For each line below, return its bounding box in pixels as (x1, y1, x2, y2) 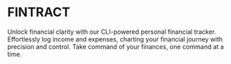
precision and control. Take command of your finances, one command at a (7, 42, 225, 51)
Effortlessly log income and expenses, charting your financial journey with (7, 34, 223, 43)
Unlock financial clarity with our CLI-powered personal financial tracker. (7, 27, 217, 36)
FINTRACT (7, 4, 71, 20)
